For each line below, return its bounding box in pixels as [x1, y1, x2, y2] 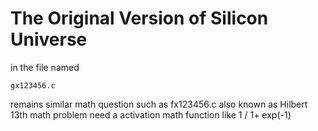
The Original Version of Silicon [10, 7, 269, 30]
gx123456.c [10, 80, 56, 91]
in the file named [10, 61, 80, 73]
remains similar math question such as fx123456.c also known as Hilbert [10, 98, 308, 110]
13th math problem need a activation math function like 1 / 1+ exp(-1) [10, 108, 292, 121]
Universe [10, 28, 88, 51]
